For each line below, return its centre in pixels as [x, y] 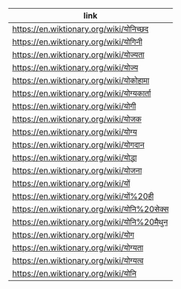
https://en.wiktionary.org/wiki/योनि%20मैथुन [90, 222]
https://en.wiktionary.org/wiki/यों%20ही [83, 196]
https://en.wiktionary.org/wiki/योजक [77, 119]
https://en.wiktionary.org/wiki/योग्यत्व [78, 260]
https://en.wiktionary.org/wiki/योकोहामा [81, 80]
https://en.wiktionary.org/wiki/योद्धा [75, 158]
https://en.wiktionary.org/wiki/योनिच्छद [80, 29]
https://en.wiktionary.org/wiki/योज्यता [78, 55]
